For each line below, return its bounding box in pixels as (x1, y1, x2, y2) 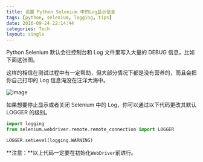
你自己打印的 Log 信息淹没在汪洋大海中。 (6, 77, 109, 84)
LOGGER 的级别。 (6, 109, 51, 116)
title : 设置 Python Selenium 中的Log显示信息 (6, 8, 116, 15)
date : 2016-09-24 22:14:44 (6, 20, 74, 26)
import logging (6, 121, 45, 127)
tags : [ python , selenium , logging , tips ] (6, 15, 112, 21)
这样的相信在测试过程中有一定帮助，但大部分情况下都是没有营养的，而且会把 (6, 69, 197, 76)
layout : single (6, 31, 45, 37)
